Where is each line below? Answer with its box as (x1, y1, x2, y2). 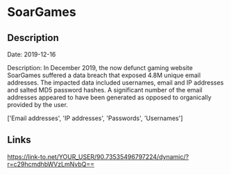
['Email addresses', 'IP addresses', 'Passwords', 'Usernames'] (7, 114, 183, 122)
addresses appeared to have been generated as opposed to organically (7, 93, 212, 101)
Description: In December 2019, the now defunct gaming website (7, 64, 193, 72)
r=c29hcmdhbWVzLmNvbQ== (7, 160, 95, 168)
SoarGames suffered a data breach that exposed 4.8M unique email (7, 71, 201, 79)
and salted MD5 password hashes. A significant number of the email (7, 86, 203, 94)
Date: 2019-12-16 (7, 50, 56, 58)
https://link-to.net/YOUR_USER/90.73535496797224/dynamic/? (7, 152, 189, 160)
